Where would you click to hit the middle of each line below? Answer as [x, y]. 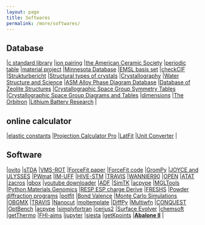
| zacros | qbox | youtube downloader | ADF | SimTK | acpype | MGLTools [93, 183]
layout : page [23, 12]
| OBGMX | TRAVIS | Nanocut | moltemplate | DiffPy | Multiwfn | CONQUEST [96, 202]
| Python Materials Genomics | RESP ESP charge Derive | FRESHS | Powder [98, 189]
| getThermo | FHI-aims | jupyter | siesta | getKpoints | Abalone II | [85, 215]
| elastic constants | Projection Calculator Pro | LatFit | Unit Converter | [92, 136]
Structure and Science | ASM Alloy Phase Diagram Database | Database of [99, 83]
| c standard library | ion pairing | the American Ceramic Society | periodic [96, 63]
